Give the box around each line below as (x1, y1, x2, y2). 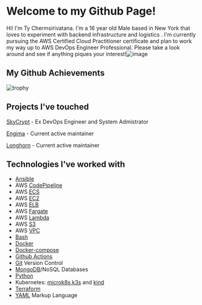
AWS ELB (15, 201, 39, 208)
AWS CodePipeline (15, 181, 63, 189)
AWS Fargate (15, 208, 49, 215)
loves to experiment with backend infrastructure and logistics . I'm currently (6, 30, 196, 38)
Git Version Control (15, 259, 63, 267)
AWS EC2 (15, 195, 40, 202)
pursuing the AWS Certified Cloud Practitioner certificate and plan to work (6, 37, 192, 44)
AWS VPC (15, 227, 41, 234)
